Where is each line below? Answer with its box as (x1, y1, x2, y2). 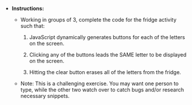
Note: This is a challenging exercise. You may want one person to (20, 80, 179, 87)
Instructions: (11, 5, 44, 12)
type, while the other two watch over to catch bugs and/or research (20, 86, 184, 93)
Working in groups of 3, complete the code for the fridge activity (20, 16, 177, 23)
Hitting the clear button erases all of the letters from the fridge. (29, 69, 181, 75)
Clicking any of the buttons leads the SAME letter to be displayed (29, 51, 187, 58)
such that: (20, 23, 45, 29)
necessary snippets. (20, 93, 70, 99)
